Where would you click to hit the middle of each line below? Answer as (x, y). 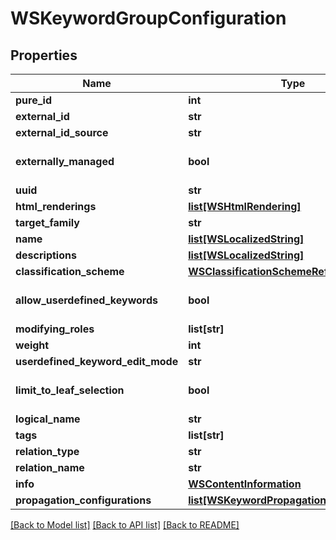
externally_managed (65, 161)
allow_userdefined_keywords (86, 300)
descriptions (46, 255)
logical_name (48, 419)
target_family (47, 222)
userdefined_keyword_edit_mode (97, 361)
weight (32, 345)
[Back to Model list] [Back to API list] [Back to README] (125, 525)
